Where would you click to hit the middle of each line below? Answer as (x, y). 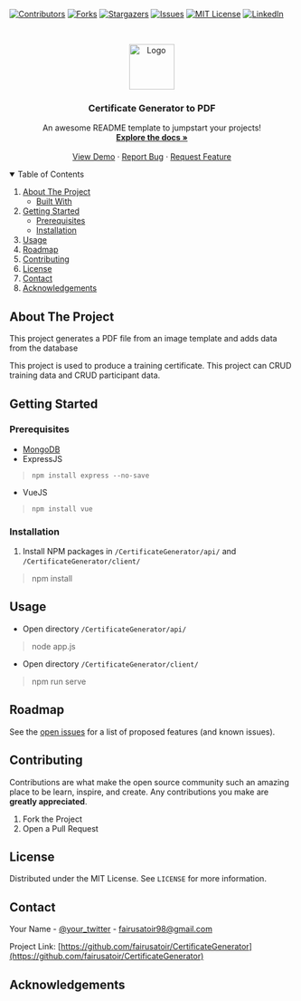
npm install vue (62, 509)
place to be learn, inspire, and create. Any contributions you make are (139, 792)
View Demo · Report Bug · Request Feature (152, 157)
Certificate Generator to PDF (152, 108)
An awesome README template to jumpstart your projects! (152, 128)
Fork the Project (52, 819)
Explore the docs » (152, 138)
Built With (54, 202)
